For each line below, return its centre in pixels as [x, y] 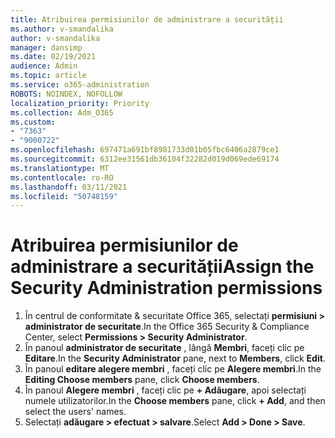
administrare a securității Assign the [162, 267]
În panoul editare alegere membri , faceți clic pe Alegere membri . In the [173, 369]
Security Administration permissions [166, 288]
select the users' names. [75, 412]
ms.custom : [33, 122]
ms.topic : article [48, 76]
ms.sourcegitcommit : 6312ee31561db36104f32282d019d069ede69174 [145, 159]
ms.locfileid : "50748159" [64, 196]
